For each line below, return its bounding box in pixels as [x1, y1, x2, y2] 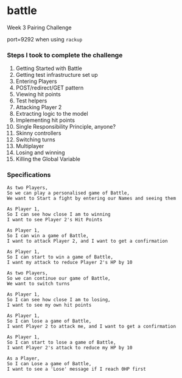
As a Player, [7, 355, 40, 362]
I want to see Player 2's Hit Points [7, 216, 103, 223]
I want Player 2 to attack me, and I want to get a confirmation [7, 323, 176, 329]
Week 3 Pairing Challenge [7, 24, 72, 31]
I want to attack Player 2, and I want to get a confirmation [7, 238, 168, 244]
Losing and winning [15, 149, 65, 156]
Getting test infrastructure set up [15, 71, 98, 79]
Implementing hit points [15, 116, 75, 124]
